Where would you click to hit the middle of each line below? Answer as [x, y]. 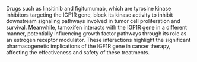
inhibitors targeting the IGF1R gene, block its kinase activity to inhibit [90, 15]
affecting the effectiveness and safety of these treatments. [78, 52]
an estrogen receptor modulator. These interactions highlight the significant [99, 40]
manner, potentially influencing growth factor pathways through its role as [96, 34]
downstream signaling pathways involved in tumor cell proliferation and [93, 21]
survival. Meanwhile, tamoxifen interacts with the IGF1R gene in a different [97, 27]
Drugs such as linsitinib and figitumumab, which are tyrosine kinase [89, 9]
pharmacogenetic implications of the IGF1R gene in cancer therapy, [88, 46]
